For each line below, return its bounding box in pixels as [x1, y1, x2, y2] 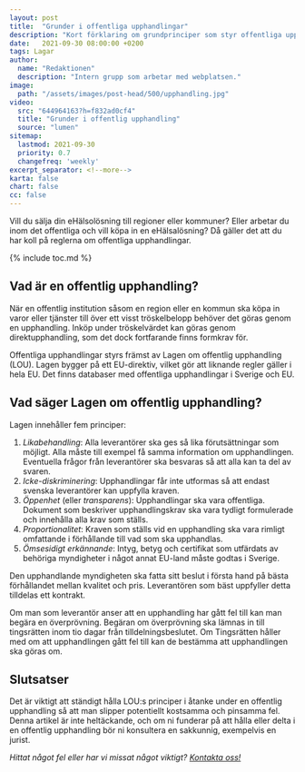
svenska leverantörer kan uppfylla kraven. [22, 485, 180, 496]
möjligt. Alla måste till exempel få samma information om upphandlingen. [22, 446, 294, 457]
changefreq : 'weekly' [17, 156, 100, 166]
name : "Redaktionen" [17, 64, 95, 74]
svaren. [22, 465, 52, 477]
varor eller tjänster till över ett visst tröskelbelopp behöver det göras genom [9, 312, 292, 323]
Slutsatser [9, 672, 70, 688]
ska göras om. [9, 646, 64, 657]
